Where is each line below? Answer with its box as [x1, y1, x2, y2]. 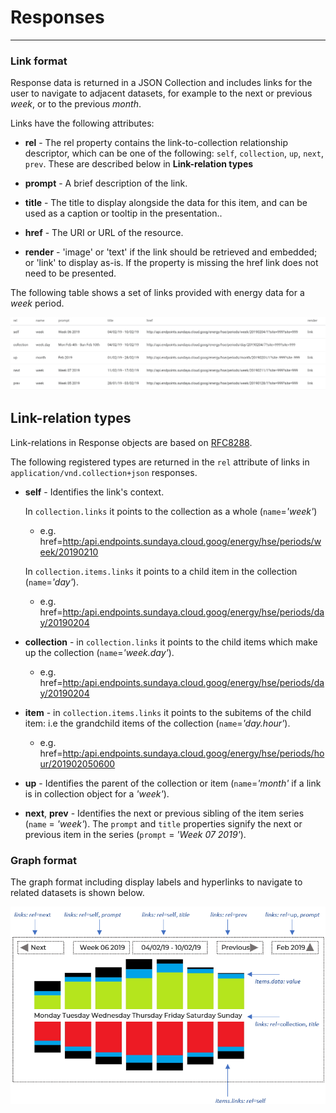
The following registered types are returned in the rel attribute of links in [10, 456, 310, 468]
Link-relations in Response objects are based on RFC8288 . [10, 436, 253, 448]
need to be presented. [24, 267, 117, 280]
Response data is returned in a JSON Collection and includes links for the [10, 77, 313, 89]
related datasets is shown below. [10, 886, 145, 898]
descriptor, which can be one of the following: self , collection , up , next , [24, 147, 324, 160]
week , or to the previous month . [10, 98, 142, 110]
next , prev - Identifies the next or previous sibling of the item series [24, 807, 305, 819]
